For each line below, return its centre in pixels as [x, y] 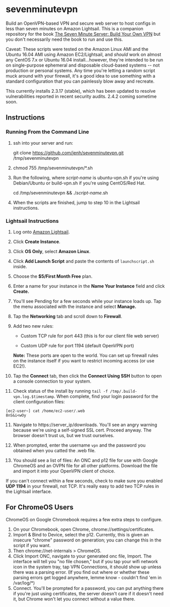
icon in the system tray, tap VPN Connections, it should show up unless [87, 567]
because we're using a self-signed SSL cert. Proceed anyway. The [82, 430]
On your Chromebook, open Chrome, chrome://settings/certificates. [84, 529]
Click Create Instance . [37, 241]
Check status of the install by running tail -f [60, 391]
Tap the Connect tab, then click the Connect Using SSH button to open [87, 376]
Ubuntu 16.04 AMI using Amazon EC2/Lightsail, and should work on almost [83, 54]
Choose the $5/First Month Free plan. [53, 276]
